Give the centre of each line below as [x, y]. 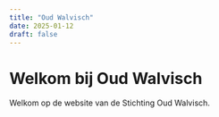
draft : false [34, 34]
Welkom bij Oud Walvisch [106, 78]
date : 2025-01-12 [42, 26]
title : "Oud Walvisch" [51, 17]
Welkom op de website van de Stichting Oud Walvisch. [109, 103]
